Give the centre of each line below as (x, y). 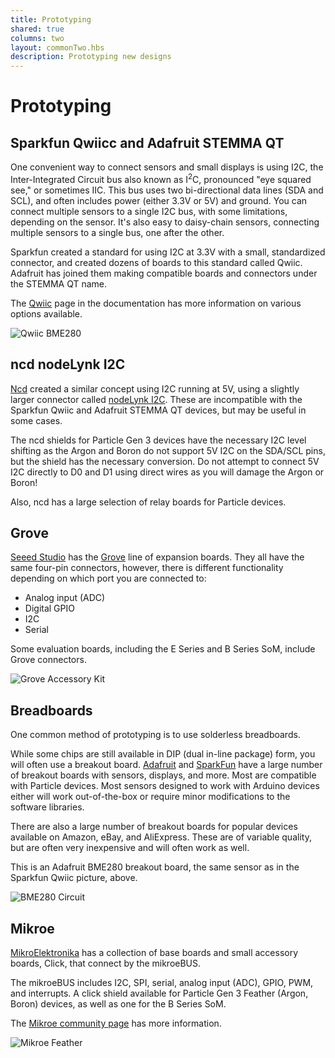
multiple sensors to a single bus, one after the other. (117, 232)
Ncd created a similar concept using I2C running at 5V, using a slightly (155, 388)
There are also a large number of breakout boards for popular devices (154, 827)
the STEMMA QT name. (59, 283)
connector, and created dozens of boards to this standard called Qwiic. (156, 262)
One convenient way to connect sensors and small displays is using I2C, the (167, 167)
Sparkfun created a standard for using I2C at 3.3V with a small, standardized (168, 252)
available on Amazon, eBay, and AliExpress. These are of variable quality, (161, 837)
